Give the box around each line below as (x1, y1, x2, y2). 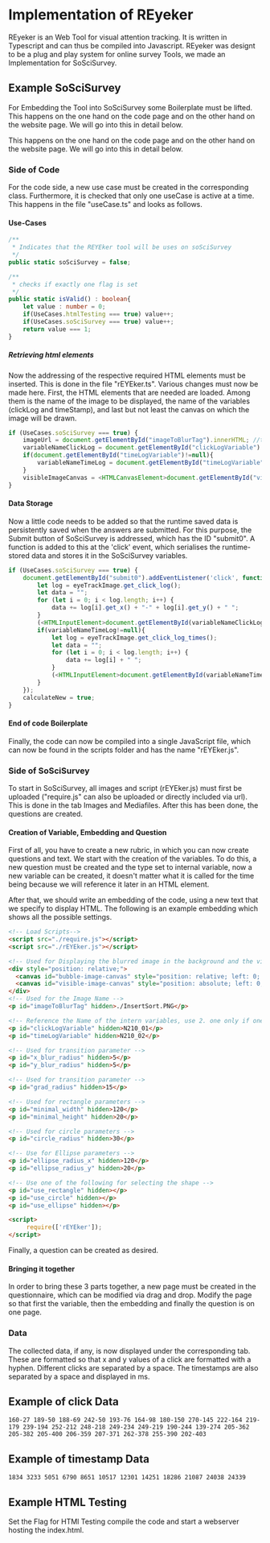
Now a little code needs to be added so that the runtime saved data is (8, 516, 239, 526)
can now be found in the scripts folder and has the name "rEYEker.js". (8, 745, 239, 755)
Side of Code (8, 163, 60, 175)
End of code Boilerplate (8, 718, 88, 728)
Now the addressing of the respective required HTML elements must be (8, 370, 247, 380)
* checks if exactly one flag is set (11, 280, 138, 288)
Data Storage (8, 498, 54, 508)
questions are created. (8, 809, 83, 818)
